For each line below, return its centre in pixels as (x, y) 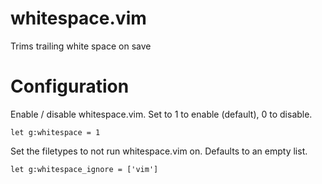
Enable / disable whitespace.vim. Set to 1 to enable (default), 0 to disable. (161, 114)
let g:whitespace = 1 (55, 132)
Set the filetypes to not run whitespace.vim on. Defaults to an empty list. (159, 151)
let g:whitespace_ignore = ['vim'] (84, 169)
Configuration (70, 86)
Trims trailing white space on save (81, 46)
